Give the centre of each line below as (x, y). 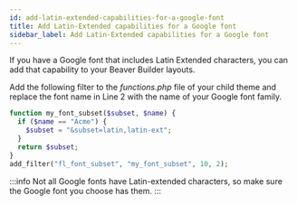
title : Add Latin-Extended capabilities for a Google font (123, 26)
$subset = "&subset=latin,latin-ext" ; (99, 130)
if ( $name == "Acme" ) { (62, 122)
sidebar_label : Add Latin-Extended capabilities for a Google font (139, 34)
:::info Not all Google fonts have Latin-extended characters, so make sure (146, 181)
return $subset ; (48, 147)
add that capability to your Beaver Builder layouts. (102, 70)
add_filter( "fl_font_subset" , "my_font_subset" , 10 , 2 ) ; (119, 163)
